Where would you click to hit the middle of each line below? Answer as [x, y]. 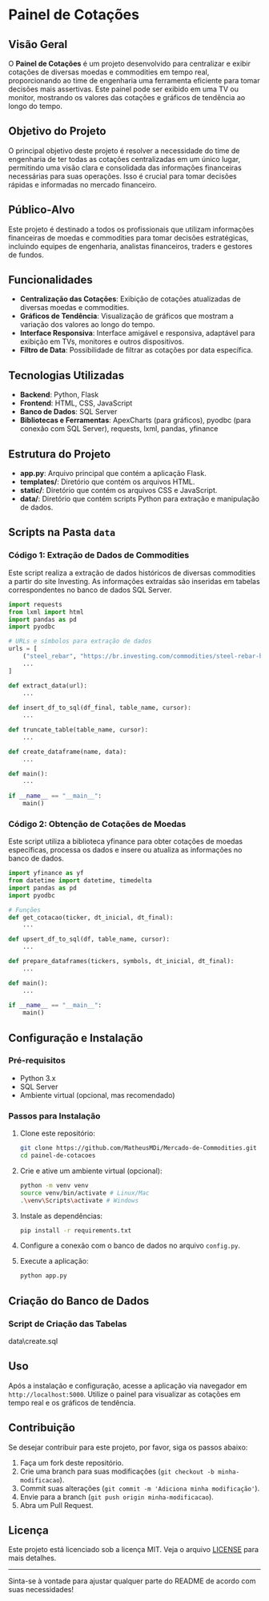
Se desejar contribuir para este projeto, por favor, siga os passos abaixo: [128, 1447]
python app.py [43, 1276]
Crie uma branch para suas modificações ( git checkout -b [117, 1471]
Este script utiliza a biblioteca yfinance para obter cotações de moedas [125, 841]
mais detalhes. [32, 1558]
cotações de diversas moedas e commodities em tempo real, [109, 72]
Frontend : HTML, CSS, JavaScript [76, 403]
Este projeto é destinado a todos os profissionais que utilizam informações [131, 229]
